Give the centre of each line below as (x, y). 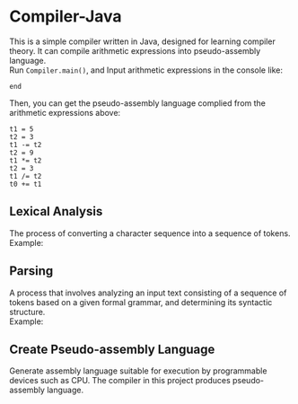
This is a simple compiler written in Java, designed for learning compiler (142, 41)
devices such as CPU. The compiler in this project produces (120, 381)
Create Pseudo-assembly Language (112, 349)
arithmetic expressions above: (65, 112)
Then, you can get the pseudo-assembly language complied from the (138, 103)
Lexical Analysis (56, 211)
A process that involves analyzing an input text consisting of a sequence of (148, 293)
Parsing (31, 271)
